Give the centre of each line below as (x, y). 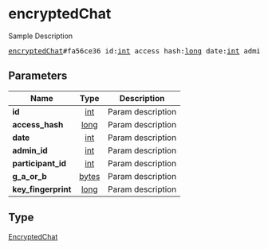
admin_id (30, 150)
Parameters (38, 76)
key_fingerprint (42, 189)
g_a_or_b (30, 176)
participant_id (39, 163)
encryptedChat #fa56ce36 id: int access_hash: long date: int (124, 51)
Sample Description (41, 36)
